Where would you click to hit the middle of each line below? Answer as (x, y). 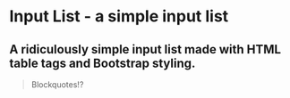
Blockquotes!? (57, 85)
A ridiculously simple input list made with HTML (145, 49)
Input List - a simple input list (119, 16)
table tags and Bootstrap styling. (102, 63)
